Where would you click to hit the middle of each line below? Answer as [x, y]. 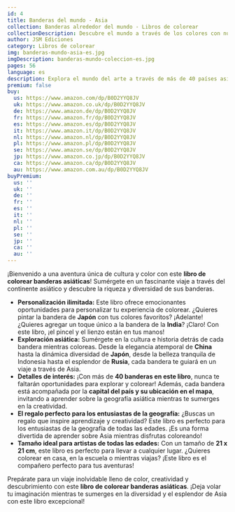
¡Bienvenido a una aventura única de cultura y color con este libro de [107, 274]
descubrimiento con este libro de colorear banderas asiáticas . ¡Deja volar [114, 487]
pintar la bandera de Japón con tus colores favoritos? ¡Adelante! [110, 317]
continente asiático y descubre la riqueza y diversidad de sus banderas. [111, 288]
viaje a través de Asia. [49, 369]
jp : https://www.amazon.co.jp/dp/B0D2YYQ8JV [79, 157]
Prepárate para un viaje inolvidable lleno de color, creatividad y [98, 479]
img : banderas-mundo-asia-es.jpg [56, 53]
